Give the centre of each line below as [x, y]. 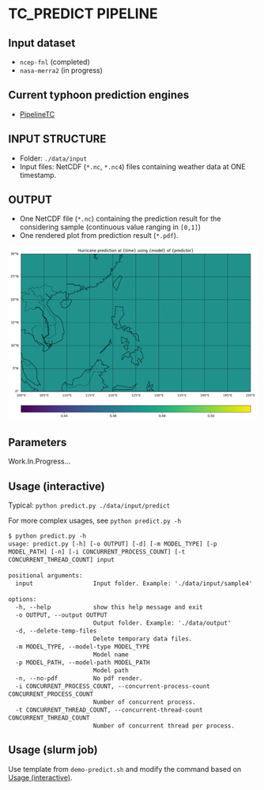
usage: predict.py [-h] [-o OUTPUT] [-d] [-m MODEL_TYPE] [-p [113, 544]
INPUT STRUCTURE [57, 139]
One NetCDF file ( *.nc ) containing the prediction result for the [120, 219]
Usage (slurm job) [53, 750]
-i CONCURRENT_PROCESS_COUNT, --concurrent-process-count [113, 686]
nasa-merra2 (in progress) [61, 70]
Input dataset [42, 43]
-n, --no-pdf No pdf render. [79, 678]
